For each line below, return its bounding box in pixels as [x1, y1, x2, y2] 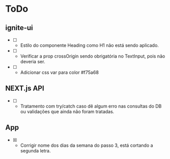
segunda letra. [20, 147, 51, 153]
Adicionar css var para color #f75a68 [20, 69, 99, 75]
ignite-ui [5, 23, 33, 32]
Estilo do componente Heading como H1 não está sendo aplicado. [20, 42, 159, 48]
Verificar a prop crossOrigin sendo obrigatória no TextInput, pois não [20, 53, 165, 59]
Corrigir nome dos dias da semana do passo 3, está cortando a [20, 142, 153, 148]
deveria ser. [20, 59, 45, 64]
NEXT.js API [5, 84, 44, 93]
